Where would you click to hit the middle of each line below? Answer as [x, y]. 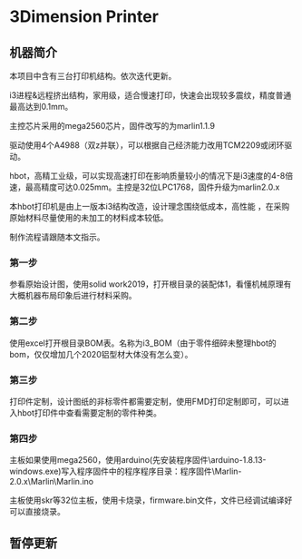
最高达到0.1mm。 [41, 107]
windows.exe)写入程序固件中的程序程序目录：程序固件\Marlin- [126, 471]
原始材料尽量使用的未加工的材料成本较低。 [89, 218]
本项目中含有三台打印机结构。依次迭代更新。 [93, 76]
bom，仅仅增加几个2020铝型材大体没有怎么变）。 [101, 354]
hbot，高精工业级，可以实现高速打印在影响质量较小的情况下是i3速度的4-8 [147, 176]
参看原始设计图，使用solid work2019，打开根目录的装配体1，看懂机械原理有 [151, 284]
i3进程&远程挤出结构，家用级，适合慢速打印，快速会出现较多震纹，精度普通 [151, 95]
